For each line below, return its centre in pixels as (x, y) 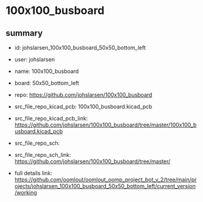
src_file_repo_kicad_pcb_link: (51, 118)
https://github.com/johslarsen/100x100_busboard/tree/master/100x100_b (105, 125)
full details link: (33, 173)
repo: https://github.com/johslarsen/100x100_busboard (83, 95)
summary (24, 33)
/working (26, 193)
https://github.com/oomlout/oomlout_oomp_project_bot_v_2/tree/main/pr (105, 179)
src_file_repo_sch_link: (43, 155)
